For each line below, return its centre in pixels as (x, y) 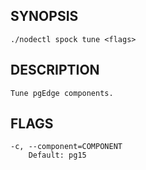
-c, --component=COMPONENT (66, 147)
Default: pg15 (57, 155)
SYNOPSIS (44, 16)
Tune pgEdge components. (62, 93)
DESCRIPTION (55, 70)
